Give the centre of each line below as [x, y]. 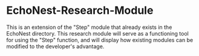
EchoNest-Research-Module [80, 11]
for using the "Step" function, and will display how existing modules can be [100, 40]
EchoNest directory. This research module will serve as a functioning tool [97, 33]
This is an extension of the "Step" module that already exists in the [89, 27]
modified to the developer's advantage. [55, 46]
